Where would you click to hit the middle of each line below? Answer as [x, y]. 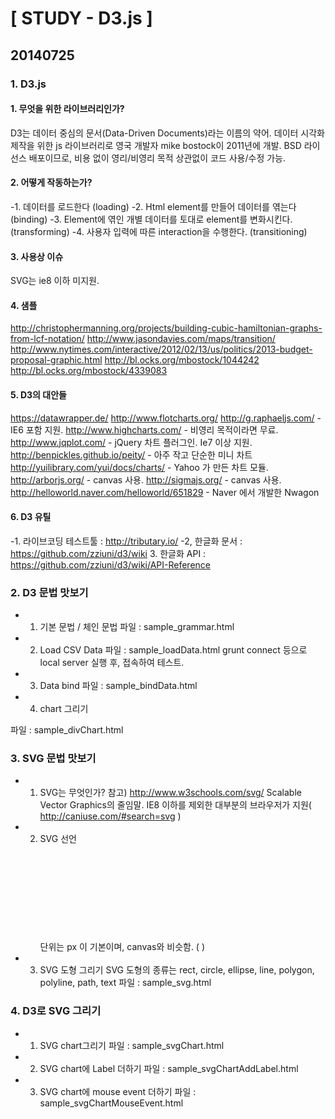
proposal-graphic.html [56, 360]
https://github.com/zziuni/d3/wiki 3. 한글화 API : [108, 553]
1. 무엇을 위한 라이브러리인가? [67, 109]
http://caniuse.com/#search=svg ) [110, 816]
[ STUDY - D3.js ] [81, 18]
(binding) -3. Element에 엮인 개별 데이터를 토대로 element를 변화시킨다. [151, 219]
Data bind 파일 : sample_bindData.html [118, 686]
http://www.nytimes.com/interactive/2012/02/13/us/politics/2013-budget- [161, 349]
